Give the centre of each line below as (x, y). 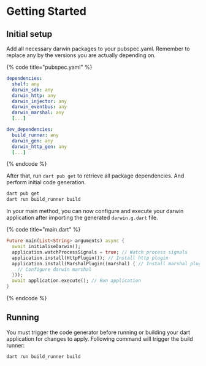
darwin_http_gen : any (40, 146)
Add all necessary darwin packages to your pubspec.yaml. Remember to (98, 49)
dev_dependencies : (30, 130)
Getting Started (47, 11)
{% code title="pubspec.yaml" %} (49, 67)
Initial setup (29, 34)
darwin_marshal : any (38, 113)
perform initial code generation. (46, 182)
